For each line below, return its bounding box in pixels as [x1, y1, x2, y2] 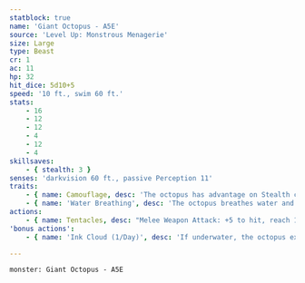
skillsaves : [9, 156, 54, 166]
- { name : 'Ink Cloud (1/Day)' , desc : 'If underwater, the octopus [25, 232, 286, 241]
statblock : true [9, 13, 71, 23]
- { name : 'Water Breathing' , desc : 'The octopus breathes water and [25, 199, 295, 209]
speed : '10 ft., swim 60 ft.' [9, 89, 124, 98]
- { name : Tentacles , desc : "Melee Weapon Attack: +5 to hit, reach [25, 215, 290, 225]
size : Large [9, 38, 54, 48]
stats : [9, 97, 34, 107]
